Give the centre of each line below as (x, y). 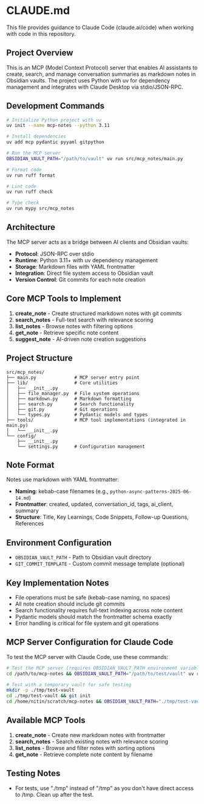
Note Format (30, 465)
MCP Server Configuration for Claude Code (90, 642)
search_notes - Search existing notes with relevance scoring (92, 742)
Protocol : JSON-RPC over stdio (55, 254)
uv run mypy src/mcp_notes (40, 209)
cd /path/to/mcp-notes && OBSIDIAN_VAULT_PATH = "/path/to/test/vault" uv (100, 674)
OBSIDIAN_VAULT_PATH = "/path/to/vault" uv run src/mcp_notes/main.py (95, 158)
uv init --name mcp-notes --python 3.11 (58, 126)
